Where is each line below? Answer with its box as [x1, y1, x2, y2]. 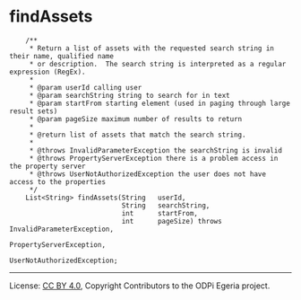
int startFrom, [121, 208, 199, 217]
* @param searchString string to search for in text [29, 91, 230, 100]
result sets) [9, 106, 58, 116]
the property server [9, 162, 87, 171]
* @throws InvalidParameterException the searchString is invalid [29, 146, 282, 154]
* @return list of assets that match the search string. [29, 130, 246, 139]
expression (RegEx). [9, 67, 87, 76]
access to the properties [9, 177, 106, 186]
